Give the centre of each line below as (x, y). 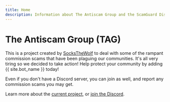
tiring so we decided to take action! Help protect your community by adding (84, 64)
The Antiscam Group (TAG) (63, 39)
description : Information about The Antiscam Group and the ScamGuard (81, 15)
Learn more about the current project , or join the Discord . (65, 94)
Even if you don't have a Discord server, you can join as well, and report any (84, 79)
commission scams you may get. (39, 84)
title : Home (18, 10)
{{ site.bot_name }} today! (32, 69)
